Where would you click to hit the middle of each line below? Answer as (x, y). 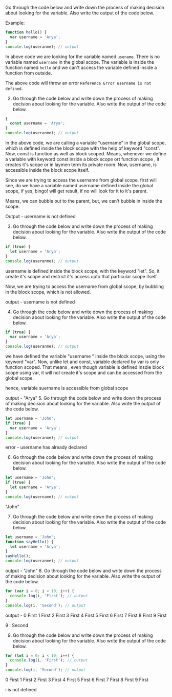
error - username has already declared (46, 448)
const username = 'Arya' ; (38, 123)
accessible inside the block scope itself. (47, 170)
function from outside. (29, 73)
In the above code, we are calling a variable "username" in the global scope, (86, 143)
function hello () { (26, 32)
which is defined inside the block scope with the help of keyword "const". (83, 148)
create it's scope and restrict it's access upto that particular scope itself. (82, 276)
